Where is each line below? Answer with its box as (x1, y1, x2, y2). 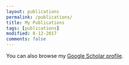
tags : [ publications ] (6, 25, 60, 31)
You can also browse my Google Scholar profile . (6, 53, 124, 59)
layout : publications (6, 8, 60, 15)
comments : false (6, 36, 46, 42)
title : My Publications (6, 19, 65, 25)
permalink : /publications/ (6, 14, 73, 20)
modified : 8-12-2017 (6, 31, 57, 37)
